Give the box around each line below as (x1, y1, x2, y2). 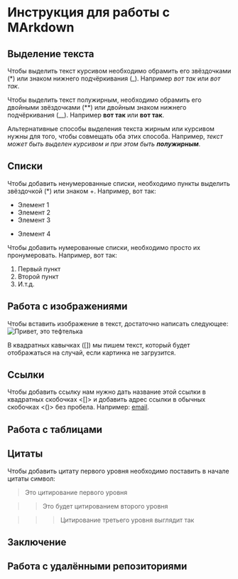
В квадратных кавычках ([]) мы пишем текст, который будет (7, 340, 190, 349)
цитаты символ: (7, 474, 55, 483)
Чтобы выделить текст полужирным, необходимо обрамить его (7, 95, 202, 104)
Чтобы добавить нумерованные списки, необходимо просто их (7, 243, 201, 251)
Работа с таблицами (7, 423, 103, 435)
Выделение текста (7, 48, 94, 60)
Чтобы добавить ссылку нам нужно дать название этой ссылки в (7, 387, 206, 396)
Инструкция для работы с (7, 4, 171, 21)
